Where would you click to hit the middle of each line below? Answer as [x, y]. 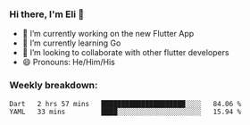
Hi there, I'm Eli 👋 [47, 14]
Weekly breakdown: [54, 86]
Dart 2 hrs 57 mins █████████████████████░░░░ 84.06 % [125, 104]
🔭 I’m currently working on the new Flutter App [108, 34]
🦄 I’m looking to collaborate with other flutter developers [125, 53]
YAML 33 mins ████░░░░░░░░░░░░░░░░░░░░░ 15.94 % [125, 112]
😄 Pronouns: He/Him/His [69, 62]
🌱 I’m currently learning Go [71, 43]
